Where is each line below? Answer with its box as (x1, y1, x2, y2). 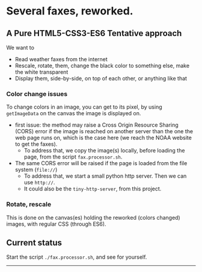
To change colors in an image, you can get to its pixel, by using (6, 103, 162, 110)
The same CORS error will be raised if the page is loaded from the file (14, 160, 188, 167)
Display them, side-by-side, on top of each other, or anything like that (14, 75, 188, 82)
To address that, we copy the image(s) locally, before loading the (23, 147, 185, 154)
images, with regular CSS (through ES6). (6, 220, 106, 228)
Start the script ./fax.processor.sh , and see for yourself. (6, 253, 147, 261)
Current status (6, 237, 62, 247)
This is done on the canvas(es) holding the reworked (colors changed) (6, 214, 180, 221)
